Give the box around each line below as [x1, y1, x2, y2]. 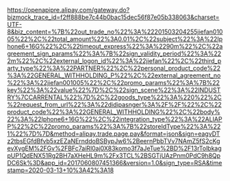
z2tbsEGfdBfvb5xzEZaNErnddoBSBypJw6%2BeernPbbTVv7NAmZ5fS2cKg [7, 137, 220, 145]
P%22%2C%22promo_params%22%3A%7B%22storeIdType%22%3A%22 [7, 123, 221, 130]
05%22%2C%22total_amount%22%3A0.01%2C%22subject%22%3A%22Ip [7, 35, 223, 43]
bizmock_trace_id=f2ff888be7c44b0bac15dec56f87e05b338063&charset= [7, 13, 220, 21]
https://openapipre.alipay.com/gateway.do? [7, 6, 130, 14]
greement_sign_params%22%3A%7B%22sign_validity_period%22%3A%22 [7, 49, 221, 58]
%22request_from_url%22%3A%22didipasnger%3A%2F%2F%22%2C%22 [7, 101, 222, 108]
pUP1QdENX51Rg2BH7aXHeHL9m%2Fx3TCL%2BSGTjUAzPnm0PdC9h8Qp [7, 152, 221, 160]
